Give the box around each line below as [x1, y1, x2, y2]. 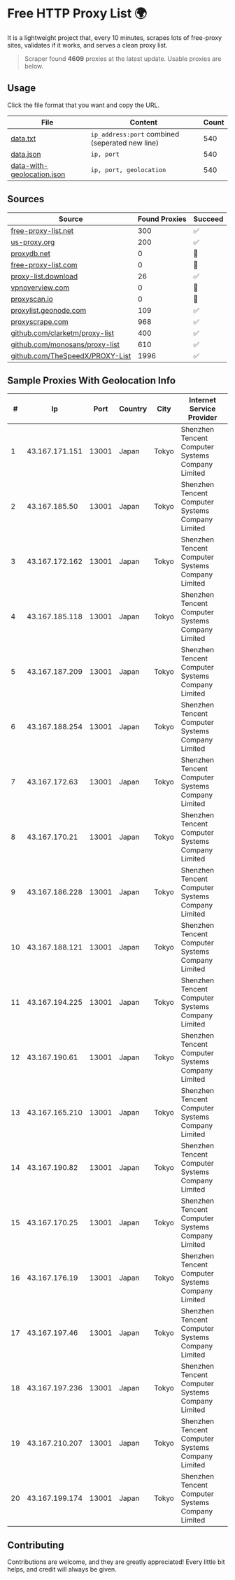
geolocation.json [10, 169, 66, 179]
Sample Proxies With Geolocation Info [7, 374, 176, 386]
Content [129, 117, 158, 127]
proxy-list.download [10, 271, 78, 281]
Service [189, 404, 216, 414]
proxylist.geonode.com [10, 305, 87, 315]
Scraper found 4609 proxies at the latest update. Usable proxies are [24, 54, 222, 63]
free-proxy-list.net [10, 225, 74, 235]
